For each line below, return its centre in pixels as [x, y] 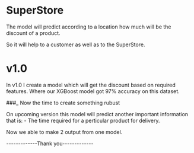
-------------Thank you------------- [50, 144]
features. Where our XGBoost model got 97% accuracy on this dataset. [93, 91]
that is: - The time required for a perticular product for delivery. [83, 120]
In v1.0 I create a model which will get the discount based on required [91, 85]
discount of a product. [33, 33]
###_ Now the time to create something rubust [63, 103]
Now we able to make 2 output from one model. [64, 132]
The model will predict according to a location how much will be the [89, 27]
